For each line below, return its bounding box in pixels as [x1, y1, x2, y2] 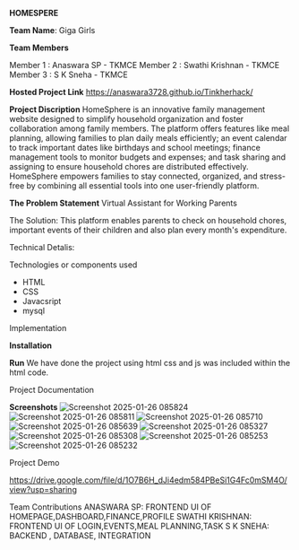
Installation [9, 340, 52, 351]
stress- [259, 170, 286, 181]
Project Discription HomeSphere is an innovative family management [9, 104, 266, 115]
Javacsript [21, 296, 62, 306]
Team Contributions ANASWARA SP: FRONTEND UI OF [9, 502, 212, 512]
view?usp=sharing [9, 485, 78, 494]
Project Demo [9, 458, 60, 467]
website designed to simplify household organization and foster [9, 114, 244, 124]
